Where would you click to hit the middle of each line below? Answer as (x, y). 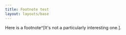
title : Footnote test (27, 9)
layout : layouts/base (27, 14)
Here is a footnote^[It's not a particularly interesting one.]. (63, 27)
